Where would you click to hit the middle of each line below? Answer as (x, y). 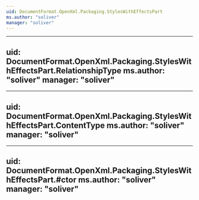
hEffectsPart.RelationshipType (64, 71)
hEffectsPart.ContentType (56, 125)
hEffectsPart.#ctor (41, 180)
